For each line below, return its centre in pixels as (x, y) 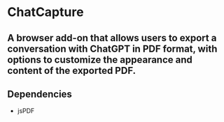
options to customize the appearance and (100, 60)
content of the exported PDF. (72, 70)
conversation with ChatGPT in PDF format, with (112, 48)
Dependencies (40, 94)
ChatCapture (45, 12)
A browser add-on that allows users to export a (112, 38)
